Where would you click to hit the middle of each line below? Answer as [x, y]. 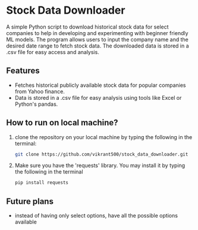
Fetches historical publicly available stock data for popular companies [100, 85]
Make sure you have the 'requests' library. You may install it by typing [100, 166]
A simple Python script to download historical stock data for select [87, 27]
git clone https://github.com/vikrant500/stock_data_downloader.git [101, 154]
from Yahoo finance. [40, 91]
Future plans [30, 201]
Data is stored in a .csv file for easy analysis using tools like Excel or [98, 97]
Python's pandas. [36, 104]
